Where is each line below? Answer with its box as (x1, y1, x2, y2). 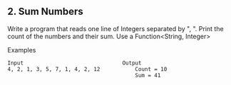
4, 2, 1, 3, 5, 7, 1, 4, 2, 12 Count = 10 (7, 65, 168, 73)
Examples (7, 45, 36, 54)
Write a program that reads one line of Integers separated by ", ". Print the (7, 24, 224, 33)
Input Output (7, 59, 142, 67)
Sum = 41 (135, 72, 161, 79)
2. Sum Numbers (7, 6, 83, 18)
